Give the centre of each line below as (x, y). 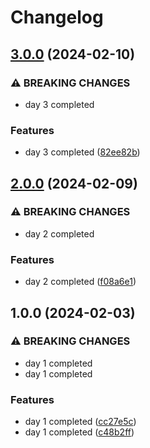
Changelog (57, 17)
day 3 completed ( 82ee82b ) (82, 152)
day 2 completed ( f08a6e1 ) (80, 282)
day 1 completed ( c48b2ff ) (79, 432)
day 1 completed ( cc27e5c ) (80, 422)
